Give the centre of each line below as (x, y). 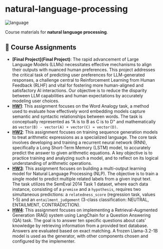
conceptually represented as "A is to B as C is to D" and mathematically (84, 121)
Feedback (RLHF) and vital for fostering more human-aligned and (78, 85)
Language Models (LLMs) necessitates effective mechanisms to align (82, 64)
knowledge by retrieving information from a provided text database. (80, 226)
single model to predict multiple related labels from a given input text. (82, 179)
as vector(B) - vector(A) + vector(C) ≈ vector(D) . (65, 127)
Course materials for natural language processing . (57, 32)
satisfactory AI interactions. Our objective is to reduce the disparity (80, 90)
